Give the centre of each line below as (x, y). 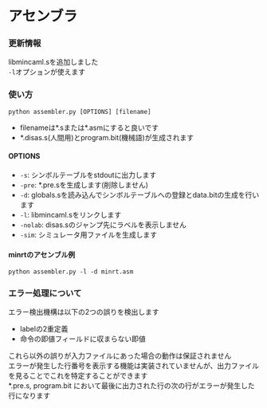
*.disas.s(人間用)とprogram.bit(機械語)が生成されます (106, 137)
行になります (29, 396)
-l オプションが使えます (47, 72)
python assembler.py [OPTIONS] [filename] (80, 112)
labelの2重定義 (44, 329)
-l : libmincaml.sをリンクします (71, 214)
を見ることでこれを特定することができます (78, 376)
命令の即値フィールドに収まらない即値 (82, 339)
